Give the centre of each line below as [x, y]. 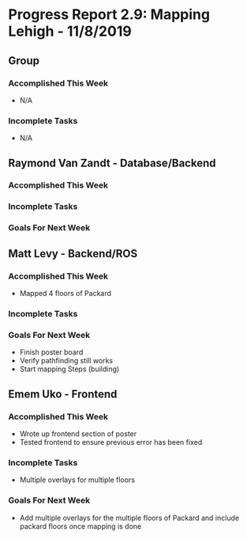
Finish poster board [51, 352]
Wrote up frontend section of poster [78, 434]
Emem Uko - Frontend [63, 394]
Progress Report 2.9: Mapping [109, 15]
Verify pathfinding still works [66, 361]
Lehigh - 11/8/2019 [70, 31]
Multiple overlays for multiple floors [77, 480]
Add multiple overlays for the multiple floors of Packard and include [129, 518]
